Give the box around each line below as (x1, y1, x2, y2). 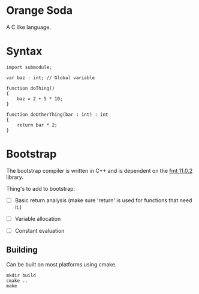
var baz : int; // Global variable (6, 74, 95, 81)
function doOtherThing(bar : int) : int (6, 112, 109, 118)
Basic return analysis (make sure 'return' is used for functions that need (14, 196, 192, 204)
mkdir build (6, 272, 36, 278)
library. (6, 173, 24, 181)
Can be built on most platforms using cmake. (6, 260, 117, 268)
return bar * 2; (17, 122, 58, 128)
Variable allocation (14, 215, 61, 222)
